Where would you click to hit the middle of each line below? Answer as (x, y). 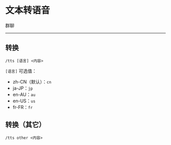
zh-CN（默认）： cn (32, 81)
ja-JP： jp (23, 88)
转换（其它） (25, 125)
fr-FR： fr (23, 107)
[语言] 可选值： (21, 71)
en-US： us (24, 101)
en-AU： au (24, 94)
